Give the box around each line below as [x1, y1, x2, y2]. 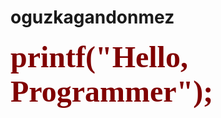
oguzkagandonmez [10, 6, 175, 29]
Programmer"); [10, 74, 214, 108]
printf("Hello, [10, 39, 188, 74]
